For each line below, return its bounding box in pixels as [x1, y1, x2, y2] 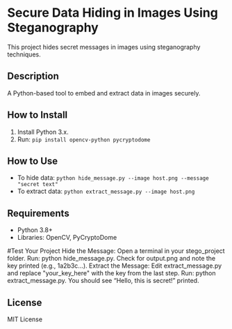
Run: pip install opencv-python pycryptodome [17, 135, 151, 144]
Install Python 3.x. [17, 128, 69, 136]
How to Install [7, 109, 68, 121]
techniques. [7, 50, 41, 59]
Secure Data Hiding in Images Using [7, 5, 219, 21]
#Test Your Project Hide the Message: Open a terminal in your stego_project [7, 247, 225, 255]
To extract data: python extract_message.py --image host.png [17, 187, 195, 196]
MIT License [7, 315, 43, 323]
